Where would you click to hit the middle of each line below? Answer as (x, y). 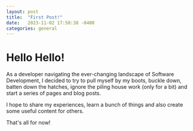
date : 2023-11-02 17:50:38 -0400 (50, 23)
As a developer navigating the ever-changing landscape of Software (90, 74)
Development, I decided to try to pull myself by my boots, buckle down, (94, 80)
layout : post (22, 12)
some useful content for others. (45, 111)
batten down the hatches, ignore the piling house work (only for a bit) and (97, 87)
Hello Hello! (35, 58)
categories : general (32, 28)
